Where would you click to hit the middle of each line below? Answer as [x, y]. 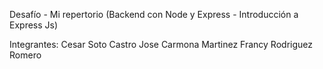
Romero [25, 55]
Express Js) [34, 25]
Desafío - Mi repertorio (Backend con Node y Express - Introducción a [154, 14]
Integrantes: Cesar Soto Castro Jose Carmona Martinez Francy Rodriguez [161, 44]
